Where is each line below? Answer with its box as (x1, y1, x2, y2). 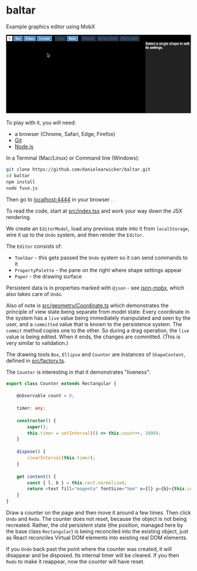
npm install (6, 179, 35, 185)
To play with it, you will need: (6, 119, 76, 127)
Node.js (14, 143, 34, 150)
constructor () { (16, 417, 57, 424)
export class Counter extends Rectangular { (6, 380, 117, 386)
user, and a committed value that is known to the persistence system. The (6, 320, 183, 327)
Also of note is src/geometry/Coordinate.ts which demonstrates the (6, 301, 169, 309)
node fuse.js (6, 185, 38, 191)
